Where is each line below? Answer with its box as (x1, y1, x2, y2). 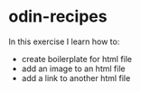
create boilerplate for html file (21, 53, 133, 64)
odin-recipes (8, 6, 108, 27)
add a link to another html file (21, 72, 131, 83)
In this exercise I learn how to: (8, 36, 120, 47)
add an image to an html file (21, 63, 126, 74)
